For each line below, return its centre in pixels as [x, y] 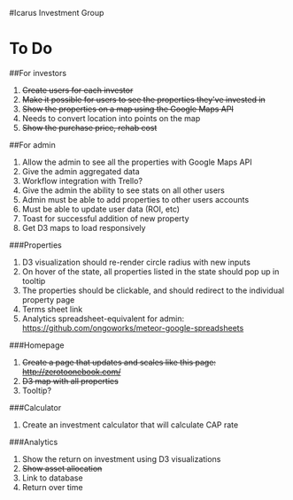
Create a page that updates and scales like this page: [119, 362]
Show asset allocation [62, 468]
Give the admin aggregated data [81, 171]
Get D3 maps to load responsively [84, 227]
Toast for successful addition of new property [105, 218]
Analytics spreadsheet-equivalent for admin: [103, 319]
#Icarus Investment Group [57, 13]
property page [48, 299]
